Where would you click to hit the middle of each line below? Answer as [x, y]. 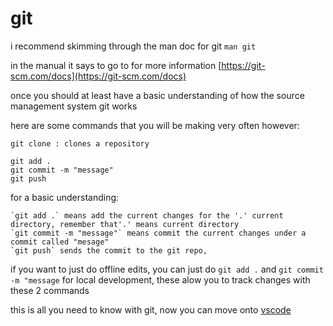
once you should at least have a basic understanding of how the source [157, 95]
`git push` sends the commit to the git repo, [109, 250]
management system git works [74, 106]
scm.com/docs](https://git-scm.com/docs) [98, 76]
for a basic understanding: [65, 197]
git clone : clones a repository [80, 143]
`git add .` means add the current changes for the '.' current [147, 215]
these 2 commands [50, 290]
